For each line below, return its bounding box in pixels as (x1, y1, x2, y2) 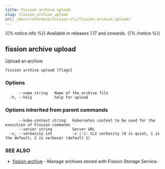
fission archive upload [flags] (5, 68, 72, 73)
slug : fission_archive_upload (5, 12, 68, 17)
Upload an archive (5, 58, 43, 64)
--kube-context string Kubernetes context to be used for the (18, 118, 155, 123)
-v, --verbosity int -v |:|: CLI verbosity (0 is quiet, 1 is (9, 131, 160, 136)
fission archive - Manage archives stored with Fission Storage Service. (12, 158, 158, 164)
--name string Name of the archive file (18, 90, 108, 95)
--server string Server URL (18, 126, 95, 131)
